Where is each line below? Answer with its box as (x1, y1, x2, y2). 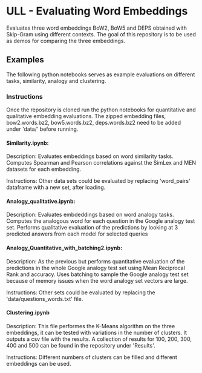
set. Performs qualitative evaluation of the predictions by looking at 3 (6, 224, 178, 231)
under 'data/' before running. (6, 125, 79, 133)
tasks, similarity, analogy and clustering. (6, 77, 106, 84)
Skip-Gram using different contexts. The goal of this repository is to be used (6, 30, 197, 38)
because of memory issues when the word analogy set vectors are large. (6, 277, 189, 284)
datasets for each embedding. (6, 165, 82, 173)
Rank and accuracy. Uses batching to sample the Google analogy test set (6, 271, 189, 278)
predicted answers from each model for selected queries (6, 230, 148, 237)
